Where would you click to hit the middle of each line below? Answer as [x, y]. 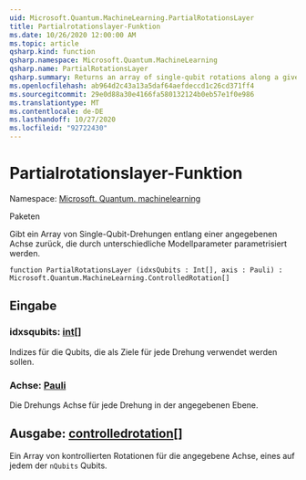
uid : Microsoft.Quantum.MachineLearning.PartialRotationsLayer [132, 18]
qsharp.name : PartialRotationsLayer [79, 69]
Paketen [25, 216]
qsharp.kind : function [52, 52]
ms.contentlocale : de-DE [56, 111]
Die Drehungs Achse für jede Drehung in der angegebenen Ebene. [134, 405]
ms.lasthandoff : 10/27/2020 [63, 120]
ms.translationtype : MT [55, 103]
